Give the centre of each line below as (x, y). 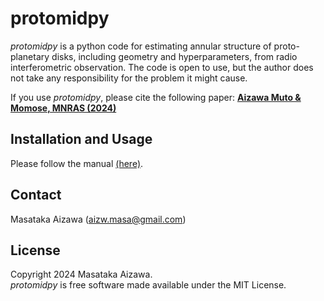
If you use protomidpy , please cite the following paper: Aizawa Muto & (156, 97)
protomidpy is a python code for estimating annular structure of (141, 46)
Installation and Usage (81, 139)
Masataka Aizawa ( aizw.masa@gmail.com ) (98, 219)
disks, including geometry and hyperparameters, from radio (174, 56)
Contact (36, 195)
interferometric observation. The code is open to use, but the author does (162, 67)
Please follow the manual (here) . (77, 163)
